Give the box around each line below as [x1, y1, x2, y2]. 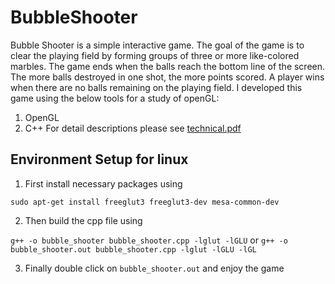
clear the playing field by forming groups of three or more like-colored [10, 49, 300, 61]
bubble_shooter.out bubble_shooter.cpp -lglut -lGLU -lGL [10, 244, 257, 255]
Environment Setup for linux [10, 151, 189, 168]
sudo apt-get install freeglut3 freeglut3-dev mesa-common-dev [10, 197, 280, 207]
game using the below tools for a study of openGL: [10, 92, 220, 104]
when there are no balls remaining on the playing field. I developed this [10, 81, 303, 93]
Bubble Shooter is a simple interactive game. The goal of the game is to [10, 39, 305, 51]
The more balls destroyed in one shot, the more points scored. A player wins [10, 71, 325, 83]
